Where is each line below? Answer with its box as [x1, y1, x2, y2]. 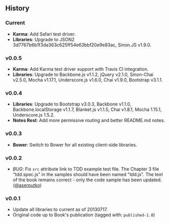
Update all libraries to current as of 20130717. [12, 206, 108, 213]
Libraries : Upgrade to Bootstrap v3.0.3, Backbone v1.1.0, [12, 101, 132, 107]
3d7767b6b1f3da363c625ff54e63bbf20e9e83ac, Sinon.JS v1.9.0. [12, 42, 152, 48]
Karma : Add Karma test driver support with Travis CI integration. [12, 66, 149, 72]
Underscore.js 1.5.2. [12, 112, 55, 118]
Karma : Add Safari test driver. [12, 31, 76, 37]
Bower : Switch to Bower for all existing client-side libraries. [12, 142, 137, 148]
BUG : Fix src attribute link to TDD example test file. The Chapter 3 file [12, 165, 159, 172]
